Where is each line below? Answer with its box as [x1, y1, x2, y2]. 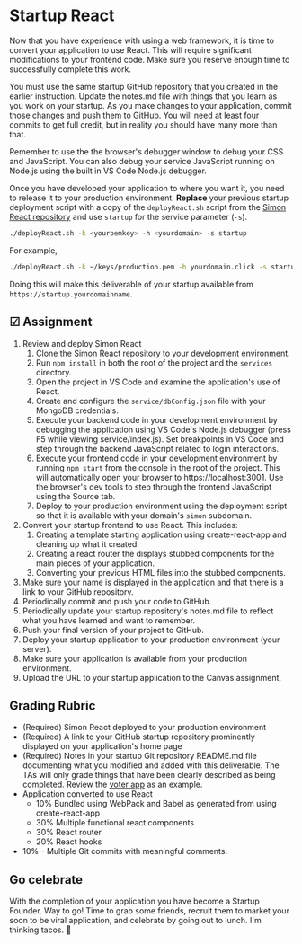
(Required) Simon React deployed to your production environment [22, 722, 267, 733]
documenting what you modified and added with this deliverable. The [22, 760, 280, 771]
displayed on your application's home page [22, 741, 182, 752]
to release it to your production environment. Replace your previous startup [9, 192, 289, 203]
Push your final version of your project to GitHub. [22, 624, 205, 635]
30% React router [35, 827, 102, 838]
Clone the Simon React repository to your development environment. [35, 348, 290, 358]
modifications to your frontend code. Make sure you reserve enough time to [9, 54, 290, 65]
